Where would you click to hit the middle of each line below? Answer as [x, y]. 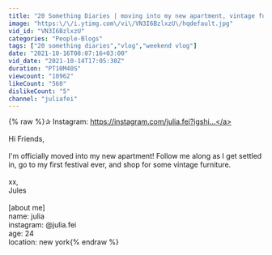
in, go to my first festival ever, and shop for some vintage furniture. [120, 165]
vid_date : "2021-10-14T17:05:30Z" [67, 62]
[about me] [27, 208]
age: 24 [21, 234]
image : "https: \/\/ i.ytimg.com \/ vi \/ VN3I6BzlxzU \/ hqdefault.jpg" [121, 23]
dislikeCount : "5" [39, 91]
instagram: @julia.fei [42, 225]
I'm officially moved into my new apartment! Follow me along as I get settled [135, 156]
